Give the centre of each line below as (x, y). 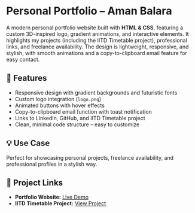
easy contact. (23, 59)
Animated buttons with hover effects (60, 105)
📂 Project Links (35, 183)
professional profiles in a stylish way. (52, 164)
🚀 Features (27, 78)
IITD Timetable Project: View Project (60, 203)
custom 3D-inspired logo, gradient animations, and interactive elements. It (98, 34)
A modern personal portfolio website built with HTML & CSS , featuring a (95, 28)
